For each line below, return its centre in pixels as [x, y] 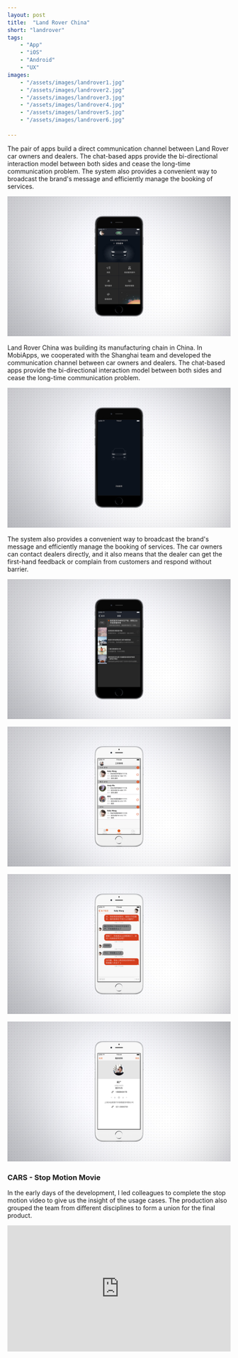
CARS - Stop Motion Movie [54, 1178]
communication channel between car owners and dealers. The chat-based [116, 362]
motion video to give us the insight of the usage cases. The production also [117, 1200]
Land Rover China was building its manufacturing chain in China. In [105, 347]
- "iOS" [31, 53]
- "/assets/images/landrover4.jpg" [73, 105]
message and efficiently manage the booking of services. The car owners [115, 546]
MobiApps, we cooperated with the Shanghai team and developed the [109, 355]
